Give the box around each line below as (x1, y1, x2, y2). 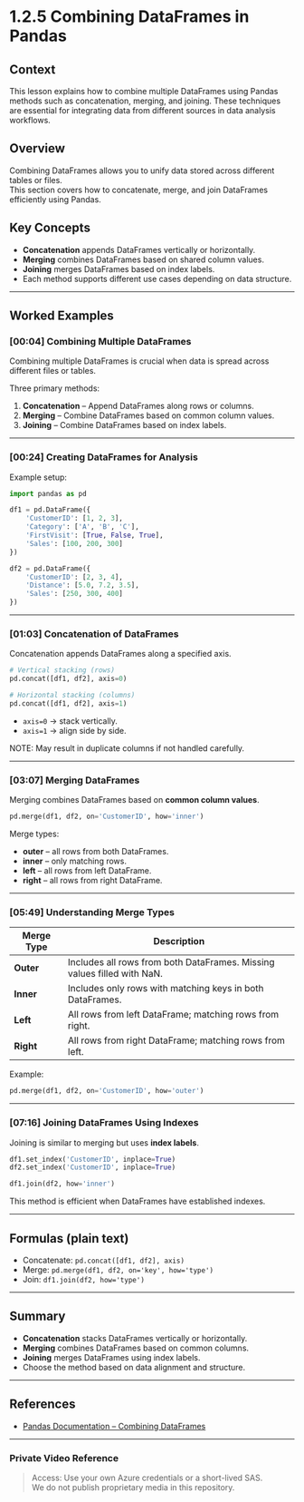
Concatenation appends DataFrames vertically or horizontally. (22, 244, 256, 255)
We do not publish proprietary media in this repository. (31, 1481, 235, 1493)
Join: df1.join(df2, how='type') (22, 1273, 145, 1284)
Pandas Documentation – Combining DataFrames (22, 1420, 206, 1431)
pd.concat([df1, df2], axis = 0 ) (9, 674, 128, 684)
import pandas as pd (9, 489, 88, 498)
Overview (9, 141, 66, 156)
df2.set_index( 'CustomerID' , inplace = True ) (9, 1163, 176, 1172)
